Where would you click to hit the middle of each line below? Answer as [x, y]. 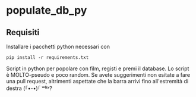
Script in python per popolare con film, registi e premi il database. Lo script [98, 68]
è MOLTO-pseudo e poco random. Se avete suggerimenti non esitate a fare [98, 75]
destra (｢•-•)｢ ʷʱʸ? [29, 88]
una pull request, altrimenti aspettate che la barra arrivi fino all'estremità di [97, 81]
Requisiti [23, 32]
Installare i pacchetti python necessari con [58, 46]
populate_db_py [47, 10]
